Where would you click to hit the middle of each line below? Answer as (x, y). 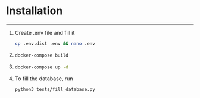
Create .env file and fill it (45, 32)
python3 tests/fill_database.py (55, 89)
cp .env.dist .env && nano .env (55, 43)
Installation (35, 11)
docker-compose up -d (41, 67)
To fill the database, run (44, 79)
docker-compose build (41, 55)
